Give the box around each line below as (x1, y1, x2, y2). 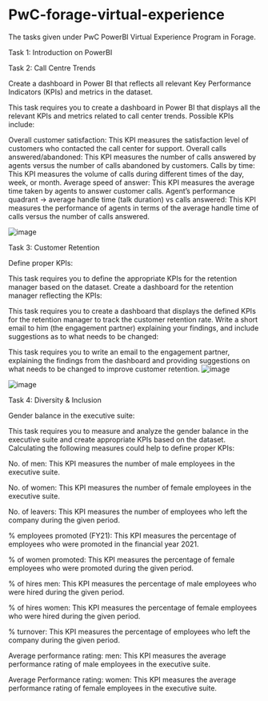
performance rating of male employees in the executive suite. (8, 659, 210, 669)
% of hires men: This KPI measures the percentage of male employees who (8, 579, 258, 588)
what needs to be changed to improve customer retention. (8, 364, 200, 374)
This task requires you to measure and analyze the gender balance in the (8, 426, 250, 435)
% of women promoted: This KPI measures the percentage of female (8, 555, 235, 564)
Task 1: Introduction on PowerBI (8, 47, 113, 57)
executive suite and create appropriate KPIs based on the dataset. (8, 435, 226, 444)
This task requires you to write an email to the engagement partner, (8, 346, 230, 357)
